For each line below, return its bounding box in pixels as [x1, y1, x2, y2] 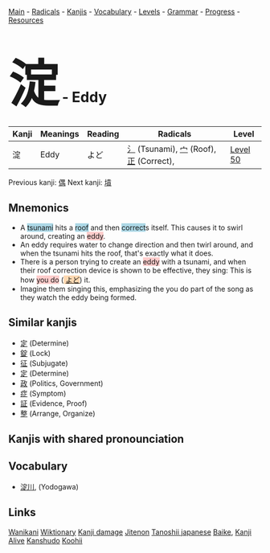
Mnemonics [8, 201, 70, 215]
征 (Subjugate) [19, 358, 68, 368]
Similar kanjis [8, 316, 78, 330]
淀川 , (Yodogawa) [19, 481, 79, 491]
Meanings [39, 128, 80, 139]
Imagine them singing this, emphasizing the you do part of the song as [19, 284, 254, 293]
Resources [8, 15, 44, 25]
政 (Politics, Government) [19, 378, 104, 388]
